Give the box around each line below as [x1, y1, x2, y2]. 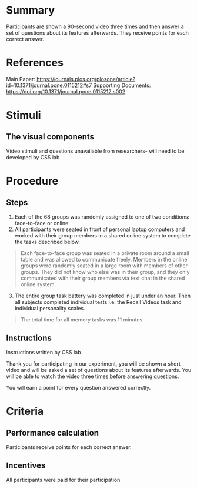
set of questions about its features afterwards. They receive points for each [6, 29, 189, 36]
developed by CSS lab [6, 153, 60, 160]
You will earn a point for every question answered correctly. [6, 384, 151, 391]
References [6, 56, 64, 69]
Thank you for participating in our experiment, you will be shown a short [6, 360, 181, 367]
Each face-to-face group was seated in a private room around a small [20, 249, 189, 256]
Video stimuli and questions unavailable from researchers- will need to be [6, 148, 185, 155]
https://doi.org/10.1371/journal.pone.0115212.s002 [6, 88, 126, 95]
